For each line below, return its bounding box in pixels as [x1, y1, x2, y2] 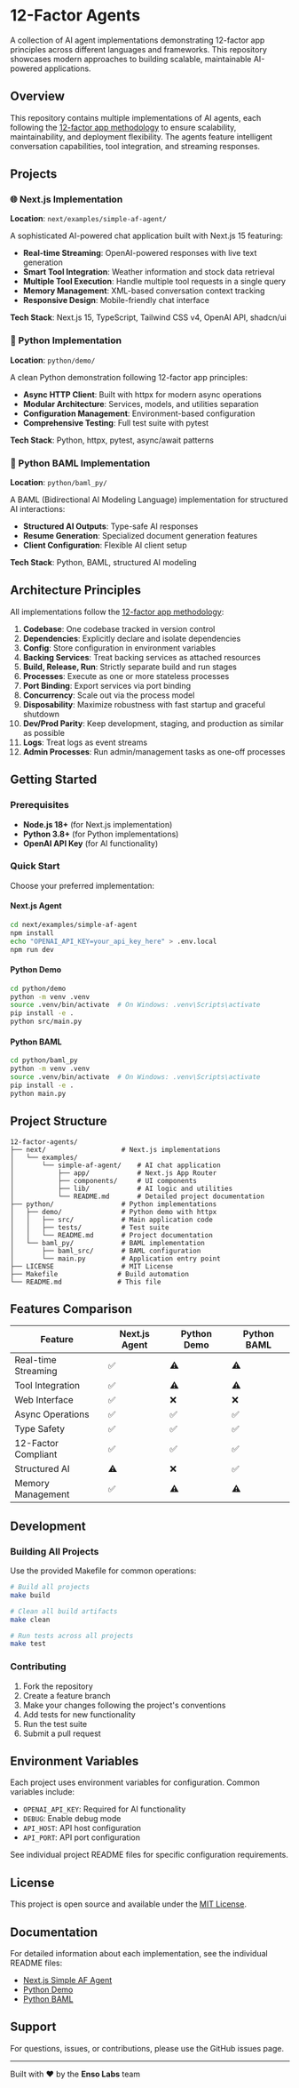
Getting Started [10, 772, 98, 788]
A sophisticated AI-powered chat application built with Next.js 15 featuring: [10, 230, 283, 241]
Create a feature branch [22, 1690, 111, 1700]
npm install [10, 928, 54, 938]
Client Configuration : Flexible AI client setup [22, 540, 187, 551]
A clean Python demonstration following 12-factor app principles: [10, 372, 248, 382]
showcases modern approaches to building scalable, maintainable [10, 53, 252, 64]
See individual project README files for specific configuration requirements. [10, 1850, 289, 1860]
